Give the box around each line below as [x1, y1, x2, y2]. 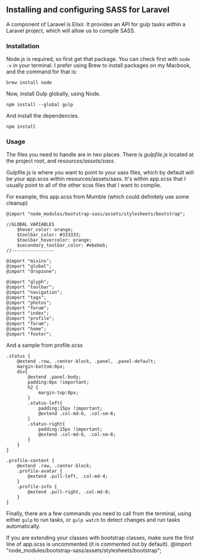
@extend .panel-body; [27, 374, 82, 380]
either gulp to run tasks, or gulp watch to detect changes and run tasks [6, 516, 180, 524]
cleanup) [6, 199, 28, 207]
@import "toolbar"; [6, 284, 55, 290]
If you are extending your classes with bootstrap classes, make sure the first [6, 534, 194, 541]
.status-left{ [27, 400, 63, 407]
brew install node [6, 80, 52, 86]
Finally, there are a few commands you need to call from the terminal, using [6, 510, 192, 517]
